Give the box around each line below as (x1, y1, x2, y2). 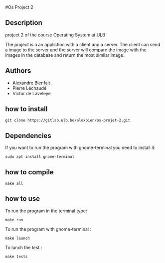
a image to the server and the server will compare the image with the (5, 47, 147, 53)
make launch (5, 236, 30, 241)
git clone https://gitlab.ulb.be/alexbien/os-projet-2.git (5, 118, 131, 123)
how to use (5, 194, 40, 203)
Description (5, 18, 42, 27)
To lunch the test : (5, 244, 42, 251)
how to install (5, 105, 48, 114)
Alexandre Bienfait (12, 80, 50, 86)
